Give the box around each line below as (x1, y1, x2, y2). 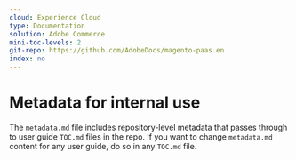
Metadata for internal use (9, 92, 201, 113)
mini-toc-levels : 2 (9, 37, 82, 47)
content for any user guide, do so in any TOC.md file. (9, 140, 197, 151)
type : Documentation (9, 21, 86, 30)
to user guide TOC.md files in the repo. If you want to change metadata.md (9, 131, 273, 142)
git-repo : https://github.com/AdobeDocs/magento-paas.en (9, 46, 225, 55)
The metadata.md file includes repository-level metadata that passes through (9, 122, 288, 132)
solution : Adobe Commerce (9, 29, 105, 38)
